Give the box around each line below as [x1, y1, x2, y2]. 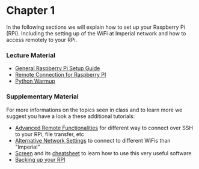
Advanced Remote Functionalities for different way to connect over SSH [14, 124, 194, 131]
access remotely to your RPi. [6, 36, 78, 43]
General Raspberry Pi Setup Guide [14, 65, 100, 72]
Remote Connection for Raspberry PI [14, 71, 106, 79]
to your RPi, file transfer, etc [14, 130, 84, 138]
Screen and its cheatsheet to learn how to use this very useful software [14, 149, 192, 156]
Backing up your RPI [14, 156, 66, 163]
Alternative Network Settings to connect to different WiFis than [14, 137, 171, 144]
